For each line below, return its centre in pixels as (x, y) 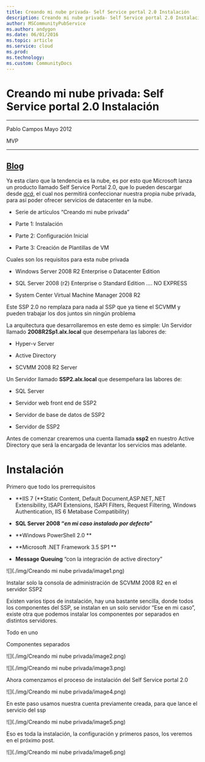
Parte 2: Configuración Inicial (52, 236)
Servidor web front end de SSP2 (56, 403)
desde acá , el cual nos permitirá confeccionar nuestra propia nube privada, (101, 194)
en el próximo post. (31, 741)
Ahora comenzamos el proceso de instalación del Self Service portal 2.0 (97, 680)
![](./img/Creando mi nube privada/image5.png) (66, 722)
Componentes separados (38, 644)
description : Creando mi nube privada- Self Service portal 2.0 (90, 18)
